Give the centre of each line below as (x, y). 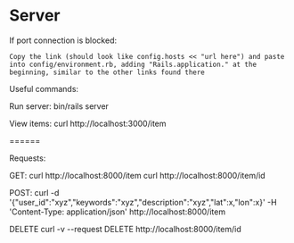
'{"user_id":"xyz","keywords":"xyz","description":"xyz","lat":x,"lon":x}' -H (143, 202)
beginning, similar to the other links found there (107, 72)
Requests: (28, 158)
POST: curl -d (34, 192)
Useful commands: (44, 88)
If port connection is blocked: (63, 40)
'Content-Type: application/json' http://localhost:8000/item (117, 212)
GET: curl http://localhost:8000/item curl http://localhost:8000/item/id (137, 175)
